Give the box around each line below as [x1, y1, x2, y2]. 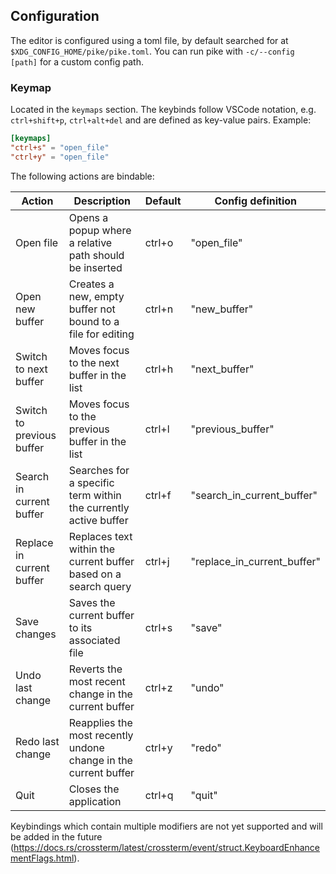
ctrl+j [144, 554, 170, 568]
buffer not [68, 302, 116, 316]
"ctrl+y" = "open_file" [10, 152, 110, 162]
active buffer [68, 513, 129, 527]
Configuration [10, 8, 100, 25]
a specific [68, 475, 115, 489]
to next [15, 362, 48, 376]
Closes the [68, 782, 120, 796]
